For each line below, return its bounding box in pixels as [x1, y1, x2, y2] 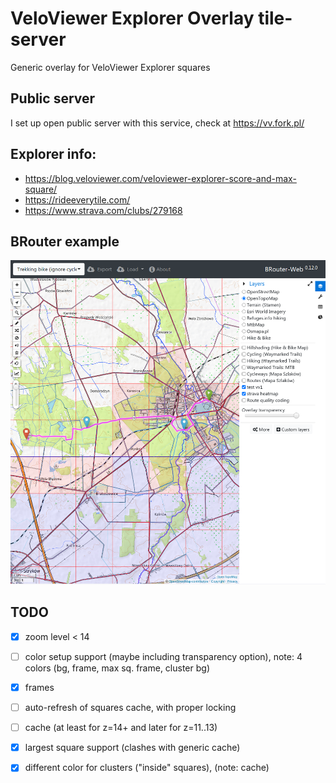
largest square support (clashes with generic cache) [24, 742, 241, 754]
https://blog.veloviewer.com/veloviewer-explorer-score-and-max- [24, 172, 297, 184]
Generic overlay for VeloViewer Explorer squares [10, 61, 211, 73]
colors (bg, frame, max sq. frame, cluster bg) [24, 662, 210, 674]
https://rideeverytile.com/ [24, 193, 131, 206]
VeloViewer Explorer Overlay [10, 7, 255, 30]
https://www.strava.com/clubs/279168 [24, 204, 183, 216]
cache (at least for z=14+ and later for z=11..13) [24, 722, 218, 734]
